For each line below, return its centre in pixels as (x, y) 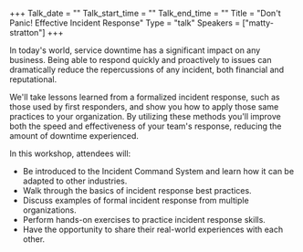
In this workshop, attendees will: (70, 153)
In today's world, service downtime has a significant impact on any (135, 50)
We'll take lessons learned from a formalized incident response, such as (145, 97)
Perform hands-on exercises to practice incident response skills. (144, 220)
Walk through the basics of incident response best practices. (137, 190)
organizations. (49, 210)
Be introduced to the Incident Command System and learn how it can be (158, 171)
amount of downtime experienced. (74, 136)
